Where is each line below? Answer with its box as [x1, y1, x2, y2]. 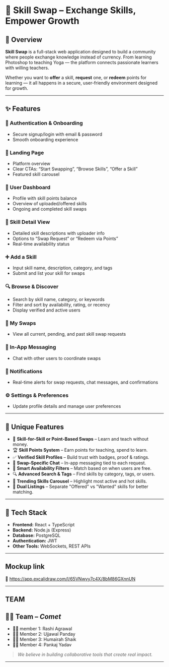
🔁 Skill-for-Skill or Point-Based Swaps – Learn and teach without [12, 436, 149, 442]
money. [12, 441, 28, 448]
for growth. [5, 85, 29, 91]
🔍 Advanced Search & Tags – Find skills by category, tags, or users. [12, 471, 155, 477]
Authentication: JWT [12, 537, 57, 543]
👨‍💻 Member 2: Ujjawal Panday [12, 631, 75, 637]
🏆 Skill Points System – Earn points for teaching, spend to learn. [12, 447, 148, 453]
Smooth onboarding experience [12, 136, 78, 143]
